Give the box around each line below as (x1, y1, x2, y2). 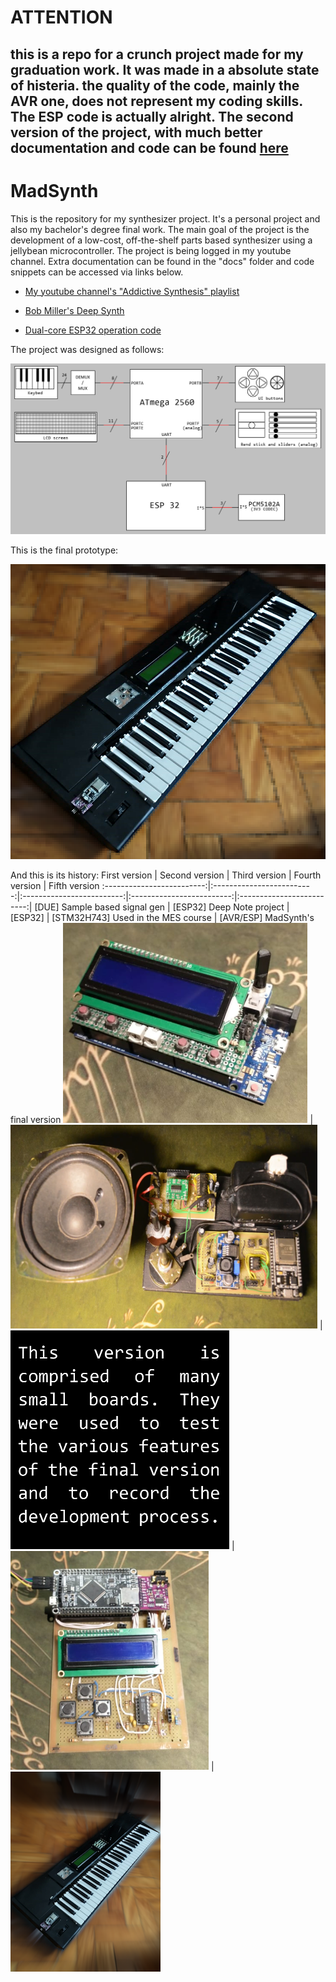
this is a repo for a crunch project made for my (10, 46, 304, 63)
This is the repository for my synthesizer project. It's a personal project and (10, 212, 321, 225)
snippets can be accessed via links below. (10, 266, 184, 278)
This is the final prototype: (10, 544, 119, 556)
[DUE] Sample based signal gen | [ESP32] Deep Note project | (34, 901, 290, 913)
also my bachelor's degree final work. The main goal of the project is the (10, 223, 310, 235)
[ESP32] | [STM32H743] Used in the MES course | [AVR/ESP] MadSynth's (10, 911, 315, 923)
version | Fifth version (10, 879, 100, 891)
